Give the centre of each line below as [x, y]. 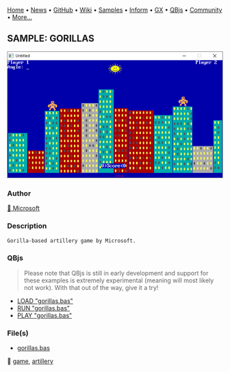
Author [19, 193]
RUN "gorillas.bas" [43, 308]
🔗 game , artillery [30, 361]
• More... [20, 17]
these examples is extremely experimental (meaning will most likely [119, 280]
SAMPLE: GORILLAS [51, 39]
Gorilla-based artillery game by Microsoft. [72, 241]
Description [27, 226]
